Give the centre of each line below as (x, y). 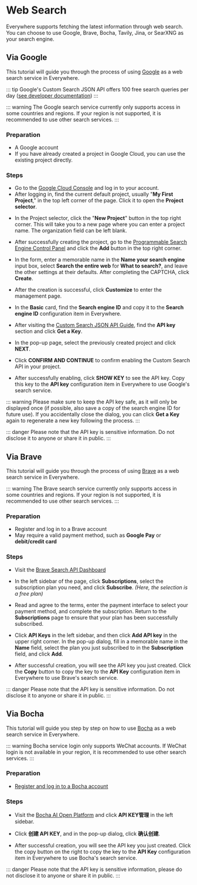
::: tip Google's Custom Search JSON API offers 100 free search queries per (97, 89)
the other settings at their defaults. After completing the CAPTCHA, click (102, 272)
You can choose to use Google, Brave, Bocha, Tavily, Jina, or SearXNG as (95, 32)
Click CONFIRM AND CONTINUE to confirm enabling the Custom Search (102, 360)
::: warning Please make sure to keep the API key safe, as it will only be (92, 402)
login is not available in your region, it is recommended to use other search (96, 752)
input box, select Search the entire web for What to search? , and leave (101, 266)
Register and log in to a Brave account (61, 529)
